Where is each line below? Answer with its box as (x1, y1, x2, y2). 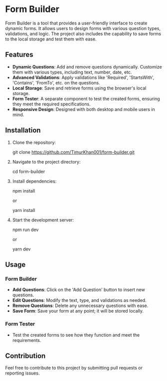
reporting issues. (5, 370, 40, 376)
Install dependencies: (12, 178, 57, 184)
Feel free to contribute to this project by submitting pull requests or (5, 365, 143, 371)
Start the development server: (12, 216, 74, 223)
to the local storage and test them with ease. (5, 36, 97, 42)
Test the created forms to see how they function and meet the (12, 331, 140, 338)
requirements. (12, 337, 41, 343)
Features (5, 50, 33, 59)
